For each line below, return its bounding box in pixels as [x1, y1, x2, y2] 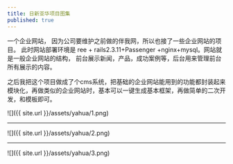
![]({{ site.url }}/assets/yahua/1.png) [7, 108, 109, 117]
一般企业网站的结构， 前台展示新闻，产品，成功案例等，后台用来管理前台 [12, 54, 222, 63]
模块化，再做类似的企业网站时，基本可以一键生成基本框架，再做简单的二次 [7, 86, 220, 95]
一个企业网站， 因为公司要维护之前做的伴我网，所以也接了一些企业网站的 [7, 36, 216, 45]
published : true [7, 17, 54, 24]
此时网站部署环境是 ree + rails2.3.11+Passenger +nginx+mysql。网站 [20, 45, 216, 54]
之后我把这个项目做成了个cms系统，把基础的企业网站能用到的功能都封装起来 [7, 77, 226, 85]
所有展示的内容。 [7, 63, 56, 71]
